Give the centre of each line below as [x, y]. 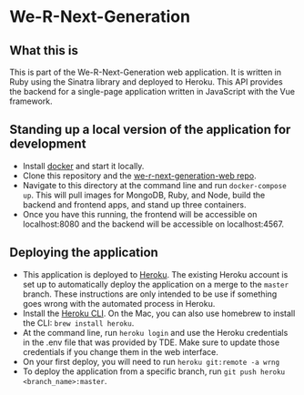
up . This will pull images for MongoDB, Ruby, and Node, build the [144, 195]
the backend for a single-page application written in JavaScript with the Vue [152, 91]
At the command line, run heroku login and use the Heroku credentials [155, 332]
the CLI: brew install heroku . [78, 323]
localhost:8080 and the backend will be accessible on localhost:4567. [153, 224]
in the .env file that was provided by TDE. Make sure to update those [151, 342]
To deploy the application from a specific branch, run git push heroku [154, 371]
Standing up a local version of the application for [150, 130]
